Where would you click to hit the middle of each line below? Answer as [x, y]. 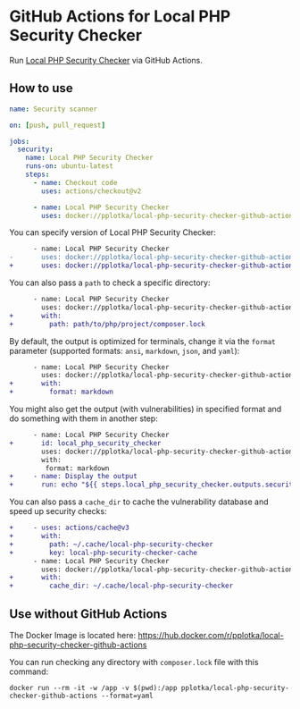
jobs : [19, 141]
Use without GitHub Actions [88, 614]
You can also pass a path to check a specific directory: [110, 283]
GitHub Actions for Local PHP [120, 17]
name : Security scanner [54, 109]
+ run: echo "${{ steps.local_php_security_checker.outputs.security [153, 485]
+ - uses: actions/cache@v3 [69, 528]
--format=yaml [127, 696]
